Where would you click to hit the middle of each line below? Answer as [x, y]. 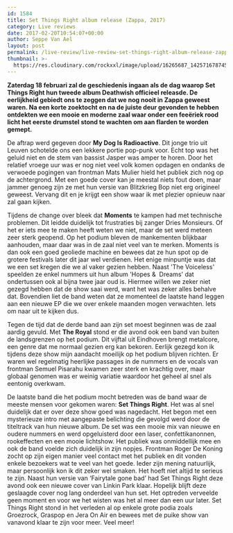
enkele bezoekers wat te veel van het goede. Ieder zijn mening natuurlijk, [112, 463]
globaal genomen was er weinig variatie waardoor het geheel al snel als [109, 376]
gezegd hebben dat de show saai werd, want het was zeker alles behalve [112, 289]
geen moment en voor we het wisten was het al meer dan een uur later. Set [114, 500]
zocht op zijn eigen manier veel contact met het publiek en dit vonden [107, 456]
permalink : [23, 53]
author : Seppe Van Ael [40, 40]
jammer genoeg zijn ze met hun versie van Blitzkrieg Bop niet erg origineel [113, 187]
